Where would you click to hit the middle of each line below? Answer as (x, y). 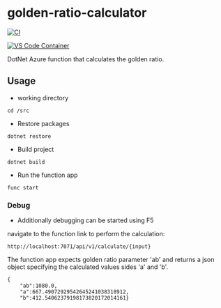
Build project (36, 149)
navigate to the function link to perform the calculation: (86, 234)
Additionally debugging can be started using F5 (85, 220)
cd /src (18, 110)
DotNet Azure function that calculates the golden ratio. (86, 59)
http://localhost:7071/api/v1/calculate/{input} (79, 247)
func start (23, 187)
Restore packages (43, 123)
